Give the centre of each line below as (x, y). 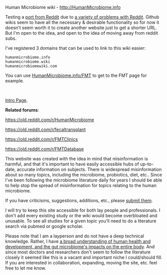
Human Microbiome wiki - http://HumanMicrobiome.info (63, 7)
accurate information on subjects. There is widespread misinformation (89, 169)
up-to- (147, 164)
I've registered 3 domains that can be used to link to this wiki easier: (75, 48)
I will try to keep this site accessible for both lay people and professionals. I (83, 210)
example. (15, 81)
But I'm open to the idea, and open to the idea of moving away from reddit (81, 33)
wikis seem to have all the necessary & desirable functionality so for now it (82, 22)
